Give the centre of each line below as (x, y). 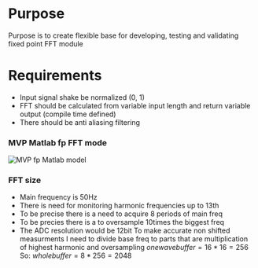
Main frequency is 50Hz (59, 197)
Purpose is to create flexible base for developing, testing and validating (123, 35)
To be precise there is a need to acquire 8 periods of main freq (121, 214)
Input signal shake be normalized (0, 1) (82, 97)
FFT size (25, 180)
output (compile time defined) (68, 114)
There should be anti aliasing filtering (79, 122)
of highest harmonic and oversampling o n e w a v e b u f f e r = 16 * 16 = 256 (134, 248)
